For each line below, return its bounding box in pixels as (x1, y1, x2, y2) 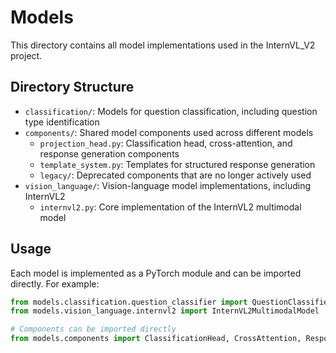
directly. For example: (10, 277, 100, 290)
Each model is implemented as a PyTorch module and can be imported (10, 267, 302, 279)
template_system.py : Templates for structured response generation (39, 158, 316, 170)
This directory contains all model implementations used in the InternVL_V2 (10, 39, 316, 51)
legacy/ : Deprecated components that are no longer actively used (39, 169, 312, 181)
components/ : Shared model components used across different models (24, 126, 314, 138)
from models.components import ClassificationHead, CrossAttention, (10, 334, 302, 344)
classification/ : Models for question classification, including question (24, 105, 318, 117)
